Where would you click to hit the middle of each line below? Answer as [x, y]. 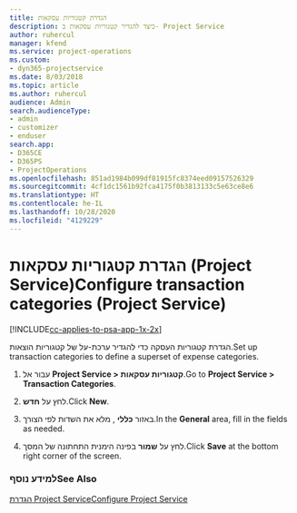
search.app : [32, 144]
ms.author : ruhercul [49, 94]
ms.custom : [30, 60]
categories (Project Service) [118, 304]
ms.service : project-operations [70, 52]
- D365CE [26, 153]
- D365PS [26, 161]
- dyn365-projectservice [56, 69]
